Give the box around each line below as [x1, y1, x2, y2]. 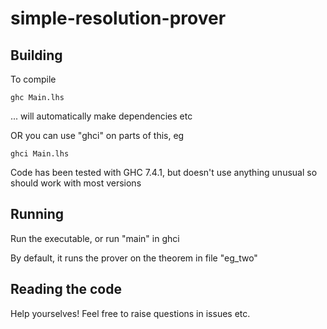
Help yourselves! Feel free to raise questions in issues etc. [10, 307, 251, 319]
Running [10, 206, 65, 223]
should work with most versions [10, 177, 142, 189]
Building [10, 47, 63, 64]
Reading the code [10, 281, 122, 298]
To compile [10, 73, 57, 85]
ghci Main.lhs [10, 149, 70, 159]
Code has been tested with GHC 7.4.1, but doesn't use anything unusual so [10, 167, 318, 178]
